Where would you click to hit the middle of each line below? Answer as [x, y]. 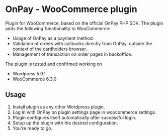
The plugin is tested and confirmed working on [54, 64]
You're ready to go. [32, 128]
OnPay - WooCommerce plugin [71, 9]
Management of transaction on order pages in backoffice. [72, 54]
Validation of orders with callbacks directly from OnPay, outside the [82, 43]
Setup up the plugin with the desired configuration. [65, 123]
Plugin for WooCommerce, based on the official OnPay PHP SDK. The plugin [84, 23]
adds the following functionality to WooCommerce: [58, 28]
